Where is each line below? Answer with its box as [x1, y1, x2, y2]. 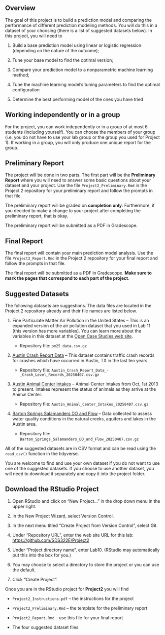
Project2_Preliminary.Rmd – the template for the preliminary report [12, 605, 148, 611]
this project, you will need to [5, 33, 63, 38]
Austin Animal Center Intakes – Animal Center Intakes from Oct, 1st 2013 [12, 381, 159, 387]
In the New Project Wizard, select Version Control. [12, 513, 114, 519]
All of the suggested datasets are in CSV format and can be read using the [5, 446, 156, 451]
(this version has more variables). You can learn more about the [12, 328, 141, 334]
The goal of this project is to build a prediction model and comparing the [5, 17, 152, 23]
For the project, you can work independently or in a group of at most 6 [5, 123, 148, 130]
